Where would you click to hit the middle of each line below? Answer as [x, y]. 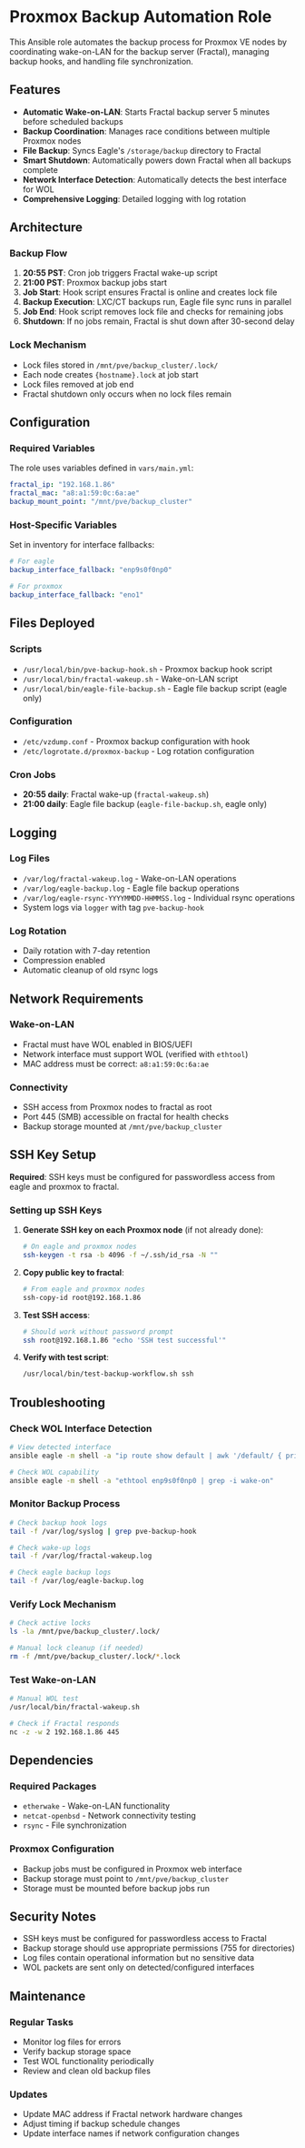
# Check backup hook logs [58, 1523]
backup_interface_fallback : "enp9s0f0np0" [91, 570]
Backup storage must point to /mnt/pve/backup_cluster [126, 1878]
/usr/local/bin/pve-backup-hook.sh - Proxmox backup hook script [148, 669]
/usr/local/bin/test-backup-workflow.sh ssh [108, 1374]
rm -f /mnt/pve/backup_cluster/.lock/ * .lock [95, 1656]
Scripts [26, 650]
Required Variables [52, 449]
